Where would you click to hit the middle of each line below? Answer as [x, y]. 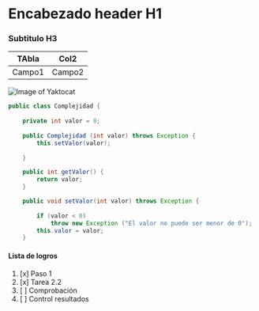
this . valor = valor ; [70, 230]
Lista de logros [33, 256]
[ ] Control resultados [54, 298]
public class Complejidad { [54, 106]
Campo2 [68, 72]
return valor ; [60, 180]
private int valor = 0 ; [62, 121]
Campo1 [28, 72]
